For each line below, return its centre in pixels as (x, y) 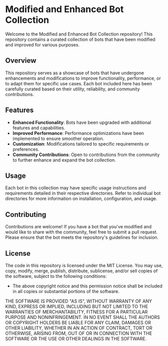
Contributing (26, 214)
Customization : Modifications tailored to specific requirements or (81, 144)
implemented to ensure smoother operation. (58, 138)
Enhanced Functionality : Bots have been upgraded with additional (82, 122)
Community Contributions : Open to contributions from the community (86, 155)
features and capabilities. (39, 128)
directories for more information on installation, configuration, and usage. (81, 199)
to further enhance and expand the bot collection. (64, 160)
